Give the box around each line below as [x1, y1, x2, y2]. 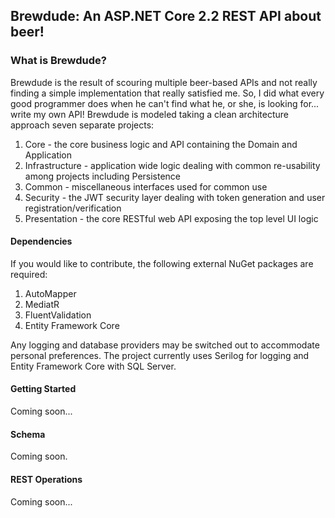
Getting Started [10, 383, 77, 395]
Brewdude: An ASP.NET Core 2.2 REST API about [10, 8, 322, 25]
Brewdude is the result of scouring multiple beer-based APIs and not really [10, 76, 318, 88]
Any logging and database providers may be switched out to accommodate [10, 339, 320, 351]
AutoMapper [24, 287, 77, 299]
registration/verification [24, 202, 122, 214]
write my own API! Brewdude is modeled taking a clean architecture [10, 108, 289, 120]
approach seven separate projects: [10, 119, 155, 131]
